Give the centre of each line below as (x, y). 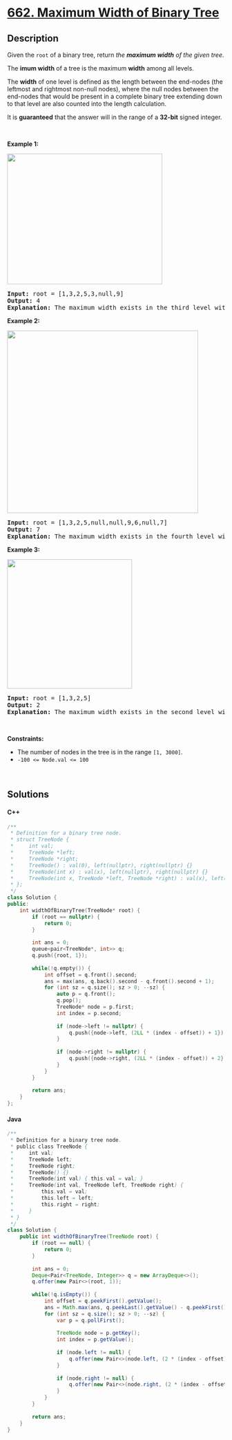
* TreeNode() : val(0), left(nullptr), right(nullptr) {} (101, 865)
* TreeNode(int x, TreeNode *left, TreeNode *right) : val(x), (109, 878)
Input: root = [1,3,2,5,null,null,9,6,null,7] (87, 523)
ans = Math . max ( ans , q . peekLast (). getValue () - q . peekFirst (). (137, 1307)
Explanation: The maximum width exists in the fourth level (111, 537)
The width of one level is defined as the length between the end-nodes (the (115, 82)
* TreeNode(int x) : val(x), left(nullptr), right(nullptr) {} (109, 872)
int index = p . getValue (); (95, 1340)
